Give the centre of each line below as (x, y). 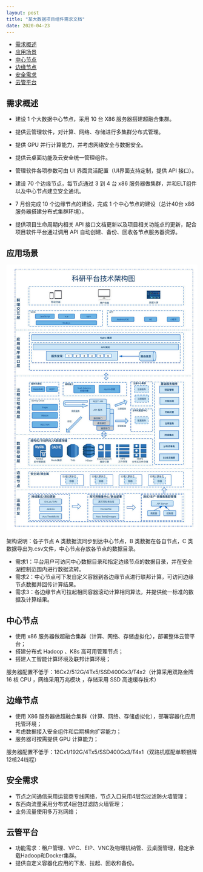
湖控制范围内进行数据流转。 (50, 569)
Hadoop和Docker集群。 (50, 856)
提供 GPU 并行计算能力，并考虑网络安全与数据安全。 (81, 145)
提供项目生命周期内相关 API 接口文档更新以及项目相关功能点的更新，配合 (106, 225)
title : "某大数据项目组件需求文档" (46, 19)
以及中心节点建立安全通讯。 (50, 191)
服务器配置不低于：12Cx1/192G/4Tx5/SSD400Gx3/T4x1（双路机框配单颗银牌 (101, 752)
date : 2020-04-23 (28, 25)
